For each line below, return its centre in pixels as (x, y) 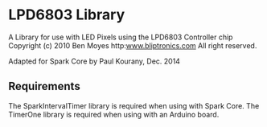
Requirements (44, 86)
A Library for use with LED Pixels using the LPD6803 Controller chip (121, 37)
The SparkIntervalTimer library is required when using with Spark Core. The (134, 105)
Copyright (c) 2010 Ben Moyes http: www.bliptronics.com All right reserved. (133, 45)
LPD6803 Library (67, 15)
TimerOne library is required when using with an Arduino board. (114, 114)
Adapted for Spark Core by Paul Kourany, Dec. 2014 (94, 61)
